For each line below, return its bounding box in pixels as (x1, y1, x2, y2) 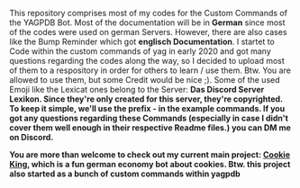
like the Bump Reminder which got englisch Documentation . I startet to (9, 36, 275, 47)
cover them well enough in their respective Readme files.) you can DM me (9, 122, 291, 133)
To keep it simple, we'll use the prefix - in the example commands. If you (9, 103, 286, 113)
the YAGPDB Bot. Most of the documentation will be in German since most (9, 17, 286, 28)
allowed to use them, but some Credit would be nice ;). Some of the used (9, 75, 281, 85)
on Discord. (9, 132, 54, 142)
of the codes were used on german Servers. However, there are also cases (9, 27, 287, 37)
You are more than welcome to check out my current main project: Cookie (9, 149, 291, 160)
